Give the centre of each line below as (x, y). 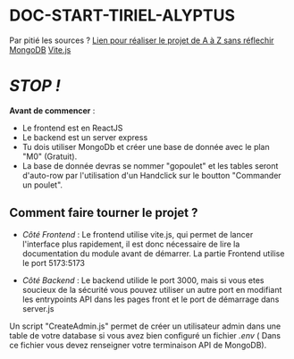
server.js (38, 308)
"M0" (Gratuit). (50, 156)
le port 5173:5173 (53, 263)
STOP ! (35, 86)
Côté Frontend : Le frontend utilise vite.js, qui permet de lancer (138, 234)
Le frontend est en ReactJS (72, 128)
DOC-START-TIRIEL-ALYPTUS (122, 16)
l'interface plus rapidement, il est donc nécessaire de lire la (131, 244)
